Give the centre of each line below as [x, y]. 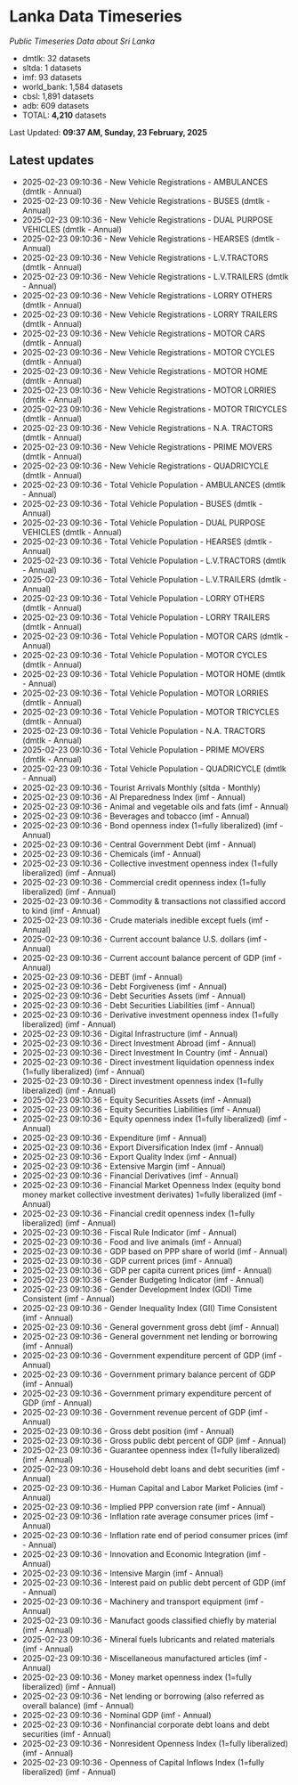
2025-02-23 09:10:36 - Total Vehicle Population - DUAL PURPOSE [144, 522]
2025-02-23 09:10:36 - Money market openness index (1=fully [137, 1677]
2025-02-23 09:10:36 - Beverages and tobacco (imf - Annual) [136, 816]
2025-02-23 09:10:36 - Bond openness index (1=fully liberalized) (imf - [153, 825]
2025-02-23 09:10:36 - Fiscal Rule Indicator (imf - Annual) [129, 1232]
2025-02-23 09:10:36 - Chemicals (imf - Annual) [112, 853]
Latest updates [52, 161]
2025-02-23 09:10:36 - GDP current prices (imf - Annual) [127, 1260]
